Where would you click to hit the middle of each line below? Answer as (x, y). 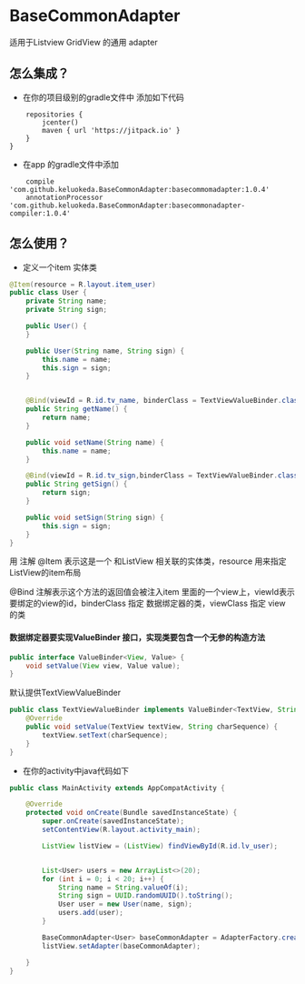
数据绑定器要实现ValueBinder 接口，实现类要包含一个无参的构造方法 (138, 638)
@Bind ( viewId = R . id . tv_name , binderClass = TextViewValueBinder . (154, 401)
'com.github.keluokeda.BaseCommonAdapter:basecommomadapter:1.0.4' (140, 189)
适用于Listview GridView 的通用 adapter (84, 42)
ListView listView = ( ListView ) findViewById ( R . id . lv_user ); (160, 846)
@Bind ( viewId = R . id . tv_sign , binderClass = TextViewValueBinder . (152, 476)
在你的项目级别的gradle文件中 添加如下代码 (103, 97)
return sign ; (67, 493)
